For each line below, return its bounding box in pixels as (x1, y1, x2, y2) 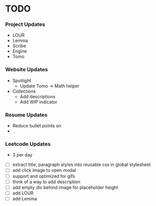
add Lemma (12, 195, 37, 201)
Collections (12, 88, 36, 94)
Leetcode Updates (5, 141, 51, 147)
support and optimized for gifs (12, 173, 75, 179)
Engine (12, 48, 27, 54)
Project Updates (5, 21, 45, 28)
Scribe (12, 43, 26, 49)
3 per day (12, 152, 32, 158)
